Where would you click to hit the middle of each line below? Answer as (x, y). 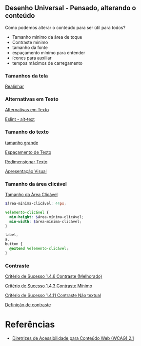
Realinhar (15, 86)
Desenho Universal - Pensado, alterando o (70, 8)
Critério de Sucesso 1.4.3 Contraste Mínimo (49, 286)
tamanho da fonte (30, 47)
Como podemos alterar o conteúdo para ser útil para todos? (65, 27)
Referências (30, 325)
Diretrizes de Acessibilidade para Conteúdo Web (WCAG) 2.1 (73, 338)
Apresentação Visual (26, 171)
